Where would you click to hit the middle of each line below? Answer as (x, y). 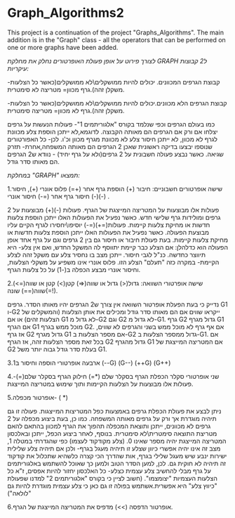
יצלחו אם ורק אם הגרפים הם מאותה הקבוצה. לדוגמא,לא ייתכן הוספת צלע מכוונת (113, 131)
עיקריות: (18, 68)
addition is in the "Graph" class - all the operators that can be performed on (116, 39)
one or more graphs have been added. (63, 47)
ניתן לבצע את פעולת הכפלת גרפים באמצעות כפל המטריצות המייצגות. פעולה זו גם (114, 411)
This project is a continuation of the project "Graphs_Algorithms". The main (116, 32)
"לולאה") (19, 493)
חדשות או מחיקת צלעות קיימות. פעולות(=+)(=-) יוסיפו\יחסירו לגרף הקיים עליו (109, 225)
